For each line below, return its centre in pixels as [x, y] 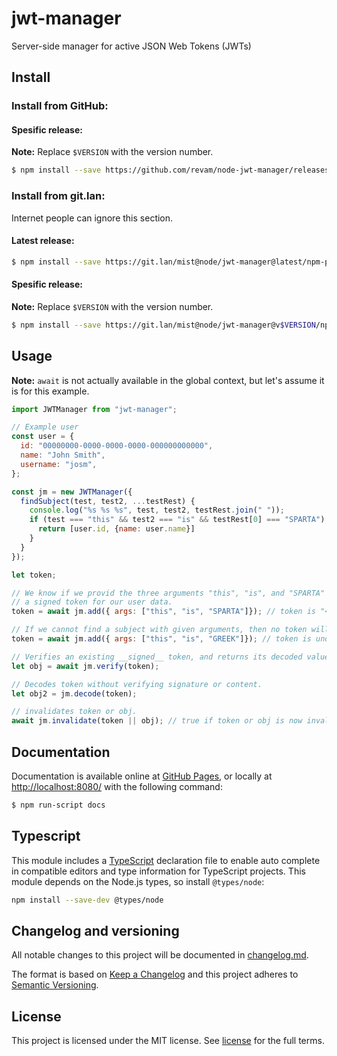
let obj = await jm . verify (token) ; [85, 666]
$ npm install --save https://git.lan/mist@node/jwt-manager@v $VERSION [163, 325]
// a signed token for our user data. [92, 602]
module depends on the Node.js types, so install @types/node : [138, 881]
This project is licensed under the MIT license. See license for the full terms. [168, 1041]
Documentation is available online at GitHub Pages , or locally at [142, 776]
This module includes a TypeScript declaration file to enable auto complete [166, 860]
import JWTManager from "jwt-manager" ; [94, 409]
